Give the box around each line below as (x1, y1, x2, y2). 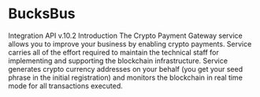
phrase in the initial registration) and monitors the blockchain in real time (8, 73, 243, 82)
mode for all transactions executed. (8, 80, 124, 91)
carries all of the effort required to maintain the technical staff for (8, 47, 219, 57)
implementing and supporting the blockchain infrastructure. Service (8, 56, 228, 65)
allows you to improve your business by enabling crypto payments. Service (8, 39, 252, 48)
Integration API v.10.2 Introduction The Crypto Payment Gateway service (8, 31, 243, 40)
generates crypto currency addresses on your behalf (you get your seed (8, 64, 243, 73)
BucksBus (8, 5, 76, 23)
